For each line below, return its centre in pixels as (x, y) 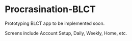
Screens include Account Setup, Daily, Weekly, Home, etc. (66, 33)
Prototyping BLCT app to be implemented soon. (55, 23)
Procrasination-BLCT (50, 9)
